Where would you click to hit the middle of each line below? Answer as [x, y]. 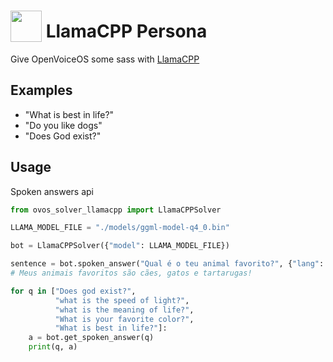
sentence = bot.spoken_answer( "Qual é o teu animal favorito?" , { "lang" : [167, 264]
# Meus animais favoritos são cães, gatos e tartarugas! [131, 273]
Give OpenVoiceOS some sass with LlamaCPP [105, 59]
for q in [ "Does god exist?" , [73, 291]
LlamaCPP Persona [126, 31]
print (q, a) [53, 347]
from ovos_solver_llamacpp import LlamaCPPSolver [116, 210]
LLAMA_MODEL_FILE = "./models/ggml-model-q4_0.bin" [120, 228]
